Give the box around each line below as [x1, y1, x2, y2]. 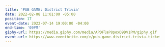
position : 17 [5, 16, 32, 21]
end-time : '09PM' [5, 25, 41, 30]
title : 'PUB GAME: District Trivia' [5, 7, 80, 12]
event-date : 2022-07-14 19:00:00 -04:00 [5, 21, 89, 26]
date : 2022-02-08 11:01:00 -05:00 [5, 12, 76, 17]
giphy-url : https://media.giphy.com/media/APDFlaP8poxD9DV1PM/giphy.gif [5, 30, 157, 35]
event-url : [5, 35, 27, 40]
